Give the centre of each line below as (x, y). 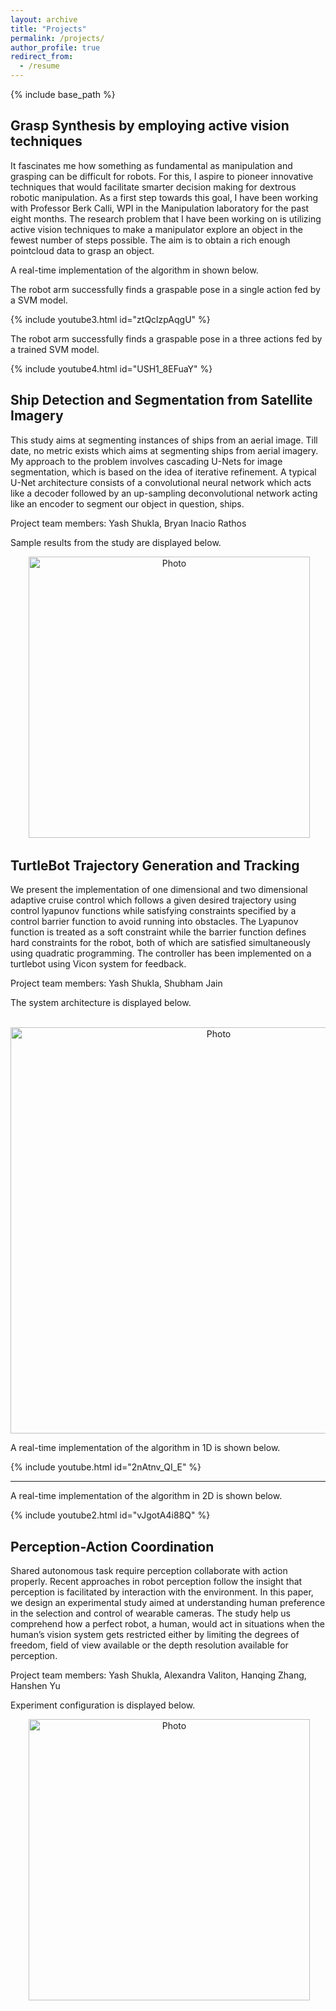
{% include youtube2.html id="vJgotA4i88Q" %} (110, 1515)
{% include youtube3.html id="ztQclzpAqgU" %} (110, 319)
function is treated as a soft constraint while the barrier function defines (158, 932)
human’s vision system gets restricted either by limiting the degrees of (155, 1635)
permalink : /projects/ (57, 38)
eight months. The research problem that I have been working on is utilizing (166, 218)
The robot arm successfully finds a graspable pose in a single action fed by (165, 289)
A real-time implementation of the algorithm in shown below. (134, 270)
